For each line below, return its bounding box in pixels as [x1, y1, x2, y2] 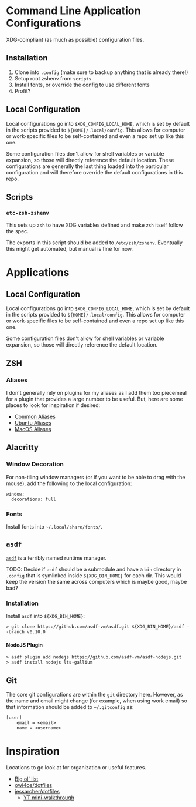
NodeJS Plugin [6, 641, 43, 648]
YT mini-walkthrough [23, 794, 74, 801]
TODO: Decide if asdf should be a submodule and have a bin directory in [6, 566, 181, 573]
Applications [6, 266, 70, 280]
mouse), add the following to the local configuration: [6, 480, 132, 487]
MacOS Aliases [14, 425, 51, 432]
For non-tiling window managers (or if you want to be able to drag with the [6, 473, 185, 480]
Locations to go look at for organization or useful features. [6, 764, 146, 771]
